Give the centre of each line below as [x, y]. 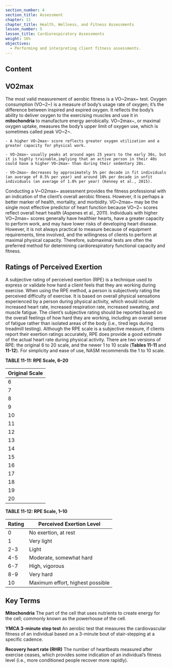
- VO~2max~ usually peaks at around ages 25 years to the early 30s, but [86, 155]
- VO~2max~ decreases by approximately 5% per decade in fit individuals [86, 173]
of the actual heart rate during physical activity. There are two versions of [83, 339]
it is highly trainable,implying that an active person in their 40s [81, 159]
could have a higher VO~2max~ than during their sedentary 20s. [75, 163]
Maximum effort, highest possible [69, 582]
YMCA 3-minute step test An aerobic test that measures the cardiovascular [86, 628]
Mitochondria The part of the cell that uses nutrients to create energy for [83, 613]
